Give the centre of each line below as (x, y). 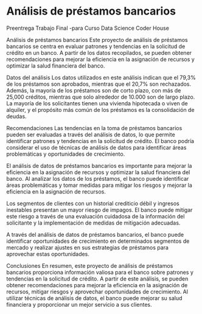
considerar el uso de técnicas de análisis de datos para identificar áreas (96, 147)
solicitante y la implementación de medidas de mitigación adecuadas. (93, 223)
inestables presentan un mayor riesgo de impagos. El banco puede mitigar (99, 210)
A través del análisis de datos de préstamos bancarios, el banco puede (95, 234)
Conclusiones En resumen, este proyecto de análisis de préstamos (90, 265)
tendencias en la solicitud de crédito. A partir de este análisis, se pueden (97, 279)
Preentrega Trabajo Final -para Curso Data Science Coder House (88, 28)
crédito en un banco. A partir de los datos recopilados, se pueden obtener (99, 52)
